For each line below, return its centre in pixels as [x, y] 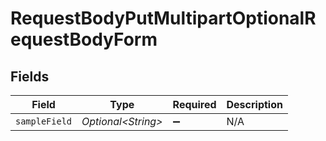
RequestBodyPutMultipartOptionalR [163, 18]
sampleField [44, 121]
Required [194, 104]
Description [254, 104]
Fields [30, 76]
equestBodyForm [84, 39]
